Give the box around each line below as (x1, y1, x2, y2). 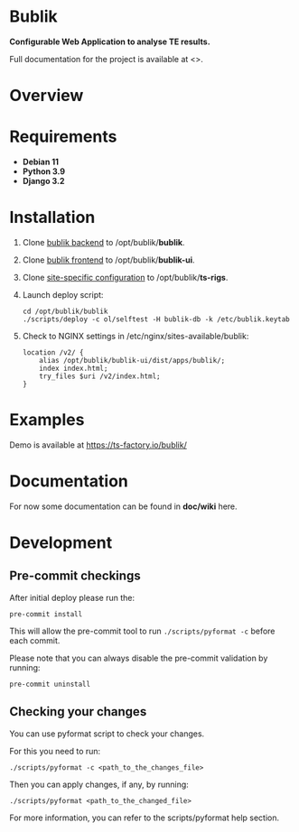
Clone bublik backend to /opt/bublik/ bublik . (22, 237, 185, 247)
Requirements (9, 126, 117, 147)
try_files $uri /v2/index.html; (39, 372, 161, 381)
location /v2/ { (22, 348, 84, 357)
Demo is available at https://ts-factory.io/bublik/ (9, 439, 187, 450)
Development (9, 532, 113, 553)
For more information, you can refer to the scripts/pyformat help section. (9, 812, 280, 823)
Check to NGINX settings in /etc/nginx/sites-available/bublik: (22, 331, 249, 341)
